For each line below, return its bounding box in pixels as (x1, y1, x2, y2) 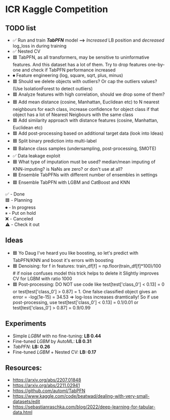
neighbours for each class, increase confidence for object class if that (12, 106, 159, 112)
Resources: (5, 364, 42, 372)
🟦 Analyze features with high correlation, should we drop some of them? (12, 91, 165, 97)
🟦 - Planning (5, 197, 33, 203)
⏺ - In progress (5, 204, 36, 210)
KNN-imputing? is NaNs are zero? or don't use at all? (12, 166, 123, 172)
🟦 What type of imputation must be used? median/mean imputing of (12, 159, 156, 165)
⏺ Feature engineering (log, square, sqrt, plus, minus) (12, 72, 123, 78)
